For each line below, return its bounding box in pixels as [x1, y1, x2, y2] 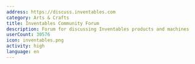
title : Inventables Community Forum [6, 20, 99, 26]
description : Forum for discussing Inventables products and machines [6, 26, 190, 32]
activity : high [6, 43, 45, 49]
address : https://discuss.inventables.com [6, 9, 116, 15]
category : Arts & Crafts [6, 15, 69, 21]
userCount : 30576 [6, 32, 51, 38]
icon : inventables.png [6, 37, 64, 43]
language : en [6, 49, 40, 55]
